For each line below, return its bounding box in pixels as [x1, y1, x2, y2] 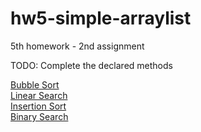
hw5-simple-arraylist [10, 7, 192, 30]
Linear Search [10, 89, 68, 101]
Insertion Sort [10, 100, 67, 112]
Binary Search [10, 110, 69, 122]
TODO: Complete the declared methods [10, 59, 173, 71]
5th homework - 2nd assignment [10, 40, 145, 52]
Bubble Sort [10, 78, 60, 91]
